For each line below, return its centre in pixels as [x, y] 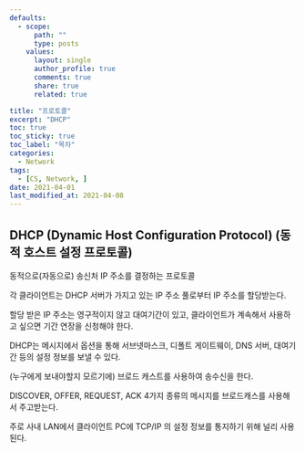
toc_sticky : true [42, 137]
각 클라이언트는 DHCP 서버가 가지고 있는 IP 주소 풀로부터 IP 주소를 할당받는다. [148, 295]
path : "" [50, 35]
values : [40, 52]
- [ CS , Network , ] [53, 179]
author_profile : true [75, 69]
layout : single [62, 60]
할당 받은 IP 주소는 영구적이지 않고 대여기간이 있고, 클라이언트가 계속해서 [138, 314]
